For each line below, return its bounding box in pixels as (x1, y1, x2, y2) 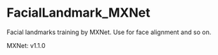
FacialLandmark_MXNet (6, 5, 150, 21)
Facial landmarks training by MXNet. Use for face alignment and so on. (6, 28, 212, 36)
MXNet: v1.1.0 (6, 41, 46, 49)
